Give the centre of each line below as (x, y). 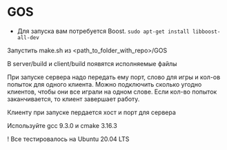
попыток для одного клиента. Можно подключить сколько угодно (105, 84)
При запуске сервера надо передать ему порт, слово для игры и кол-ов (114, 77)
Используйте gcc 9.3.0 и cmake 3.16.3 (62, 125)
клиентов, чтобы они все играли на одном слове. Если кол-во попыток (112, 92)
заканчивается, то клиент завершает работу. (73, 99)
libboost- (206, 32)
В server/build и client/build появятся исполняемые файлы (92, 63)
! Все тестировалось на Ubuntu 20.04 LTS (68, 139)
